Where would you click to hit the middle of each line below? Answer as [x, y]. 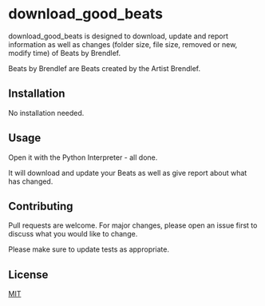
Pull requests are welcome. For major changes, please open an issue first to [133, 225]
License [28, 274]
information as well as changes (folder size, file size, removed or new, [123, 44]
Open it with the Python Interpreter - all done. [83, 157]
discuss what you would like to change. [73, 234]
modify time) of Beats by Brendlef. [65, 53]
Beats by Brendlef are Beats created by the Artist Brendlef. [105, 68]
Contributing [41, 206]
